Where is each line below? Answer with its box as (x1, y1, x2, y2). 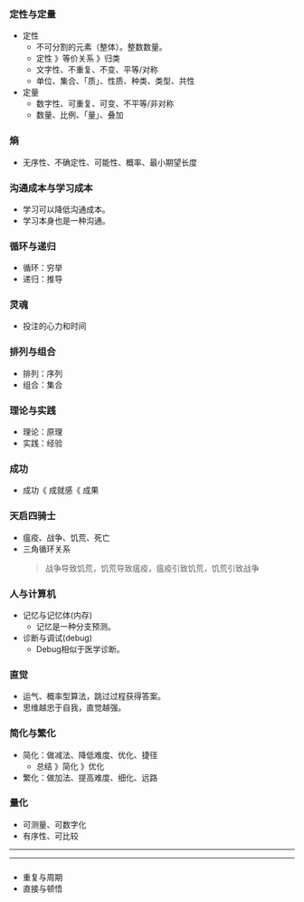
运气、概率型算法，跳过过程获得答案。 (22, 691, 166, 702)
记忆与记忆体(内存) (22, 609, 93, 620)
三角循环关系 (22, 543, 71, 554)
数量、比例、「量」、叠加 (35, 110, 124, 120)
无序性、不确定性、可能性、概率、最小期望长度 (22, 157, 197, 168)
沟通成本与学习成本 (9, 181, 93, 194)
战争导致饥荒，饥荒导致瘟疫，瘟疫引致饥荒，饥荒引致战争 (44, 562, 260, 573)
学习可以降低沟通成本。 (22, 204, 110, 215)
